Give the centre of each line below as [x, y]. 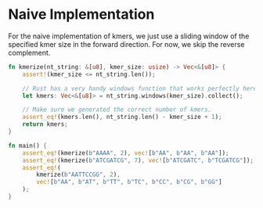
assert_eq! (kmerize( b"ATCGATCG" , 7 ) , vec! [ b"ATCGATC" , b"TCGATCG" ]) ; [138, 160]
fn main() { [27, 145]
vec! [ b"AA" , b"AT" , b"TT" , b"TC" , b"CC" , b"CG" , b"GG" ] [129, 182]
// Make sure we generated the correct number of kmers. [117, 110]
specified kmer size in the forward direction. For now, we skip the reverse [126, 44]
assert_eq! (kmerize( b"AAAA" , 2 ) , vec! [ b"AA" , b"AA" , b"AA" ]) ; [126, 153]
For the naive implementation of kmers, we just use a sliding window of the [129, 36]
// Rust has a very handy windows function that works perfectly [131, 88]
